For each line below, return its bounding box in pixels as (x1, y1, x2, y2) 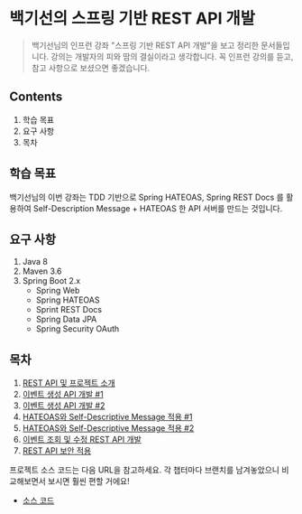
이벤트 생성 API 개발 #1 (22, 389, 104, 400)
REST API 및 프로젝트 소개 (22, 378, 115, 388)
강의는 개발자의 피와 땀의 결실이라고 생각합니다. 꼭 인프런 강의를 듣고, (50, 51, 294, 61)
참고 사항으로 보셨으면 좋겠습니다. (31, 62, 151, 73)
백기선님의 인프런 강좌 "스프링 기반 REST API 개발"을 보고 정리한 (31, 40, 260, 51)
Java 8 (22, 257, 48, 267)
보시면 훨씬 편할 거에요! (48, 476, 130, 487)
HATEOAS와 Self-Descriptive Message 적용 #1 (22, 412, 193, 423)
